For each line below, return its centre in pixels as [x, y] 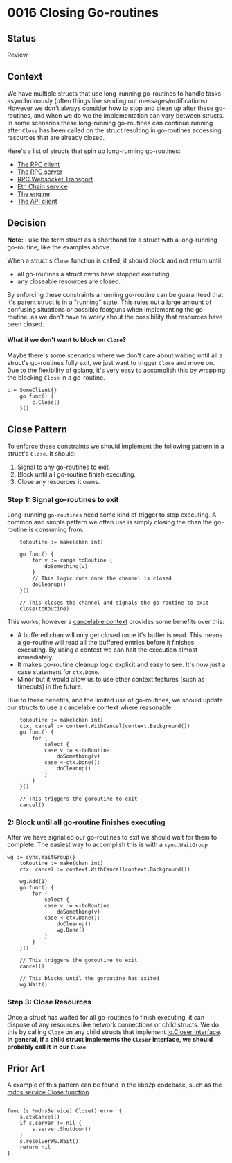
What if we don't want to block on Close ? [67, 340]
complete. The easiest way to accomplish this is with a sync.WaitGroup [107, 845]
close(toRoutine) [45, 609]
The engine [34, 194]
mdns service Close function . [49, 1092]
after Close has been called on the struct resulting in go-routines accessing [114, 130]
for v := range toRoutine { [72, 560]
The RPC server [40, 172]
